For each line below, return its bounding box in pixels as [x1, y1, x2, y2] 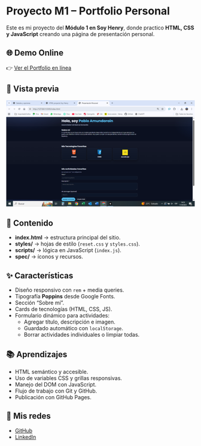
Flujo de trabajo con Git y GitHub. [14, 387, 98, 394]
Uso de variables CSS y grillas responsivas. [14, 375, 123, 382]
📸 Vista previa [6, 84, 59, 94]
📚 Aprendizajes [6, 349, 68, 360]
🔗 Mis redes [6, 411, 51, 421]
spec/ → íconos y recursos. [14, 253, 84, 261]
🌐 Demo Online [6, 48, 64, 58]
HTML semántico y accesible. [14, 368, 89, 375]
